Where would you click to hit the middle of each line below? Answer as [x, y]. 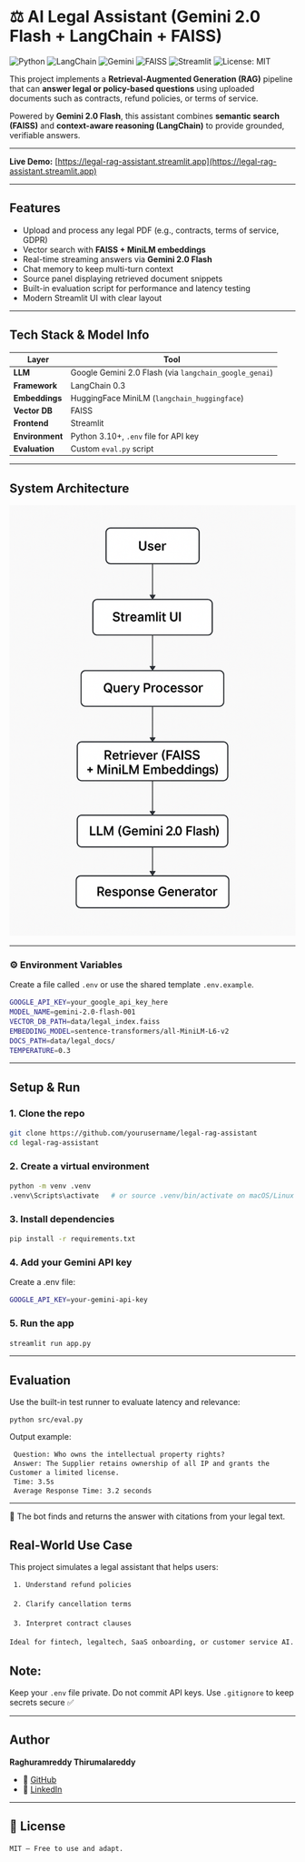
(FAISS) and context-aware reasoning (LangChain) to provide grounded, [147, 126]
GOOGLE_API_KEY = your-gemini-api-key [79, 1300]
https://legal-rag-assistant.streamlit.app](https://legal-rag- [167, 161]
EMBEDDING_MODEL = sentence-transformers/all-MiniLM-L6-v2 [119, 1031]
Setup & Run [45, 1087]
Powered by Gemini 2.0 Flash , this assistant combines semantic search [144, 116]
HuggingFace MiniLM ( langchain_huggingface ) [157, 398]
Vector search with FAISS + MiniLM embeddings [114, 249]
